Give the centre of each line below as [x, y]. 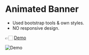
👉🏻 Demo [16, 38]
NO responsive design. [36, 28]
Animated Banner [42, 9]
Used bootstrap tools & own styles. [48, 23]
